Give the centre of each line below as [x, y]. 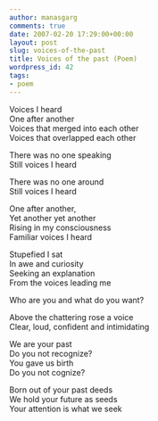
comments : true [37, 26]
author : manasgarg [43, 17]
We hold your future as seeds [63, 399]
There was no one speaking [60, 155]
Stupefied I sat [36, 254]
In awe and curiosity [46, 263]
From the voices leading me [60, 283]
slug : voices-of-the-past [57, 51]
